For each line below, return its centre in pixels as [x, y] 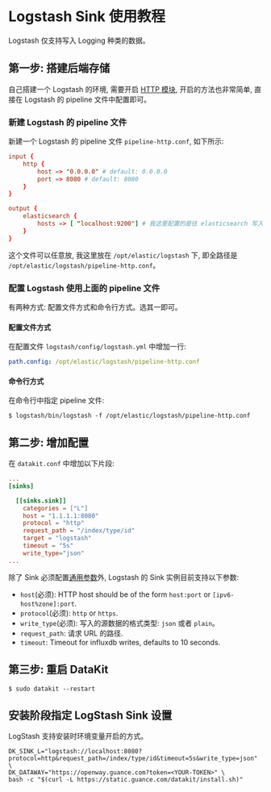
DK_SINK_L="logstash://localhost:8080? [75, 752]
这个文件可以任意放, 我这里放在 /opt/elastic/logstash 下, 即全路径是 [123, 255]
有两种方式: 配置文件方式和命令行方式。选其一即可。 [95, 306]
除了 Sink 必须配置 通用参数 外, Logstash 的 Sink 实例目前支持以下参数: [124, 577]
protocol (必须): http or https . [69, 613]
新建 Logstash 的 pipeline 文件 [68, 122]
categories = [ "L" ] [56, 508]
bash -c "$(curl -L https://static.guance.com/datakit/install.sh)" [126, 780]
